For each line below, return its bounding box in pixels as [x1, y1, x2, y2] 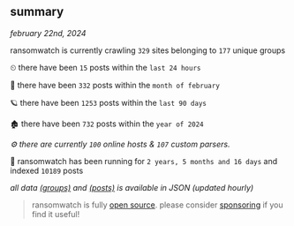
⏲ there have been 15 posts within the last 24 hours [10, 62, 201, 72]
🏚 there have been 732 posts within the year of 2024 [10, 118, 204, 129]
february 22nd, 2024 [10, 27, 87, 38]
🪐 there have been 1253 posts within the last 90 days [10, 97, 207, 108]
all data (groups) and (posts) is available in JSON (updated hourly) [10, 182, 254, 192]
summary [10, 4, 64, 19]
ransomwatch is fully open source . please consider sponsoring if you [31, 200, 283, 210]
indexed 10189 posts [10, 165, 84, 176]
